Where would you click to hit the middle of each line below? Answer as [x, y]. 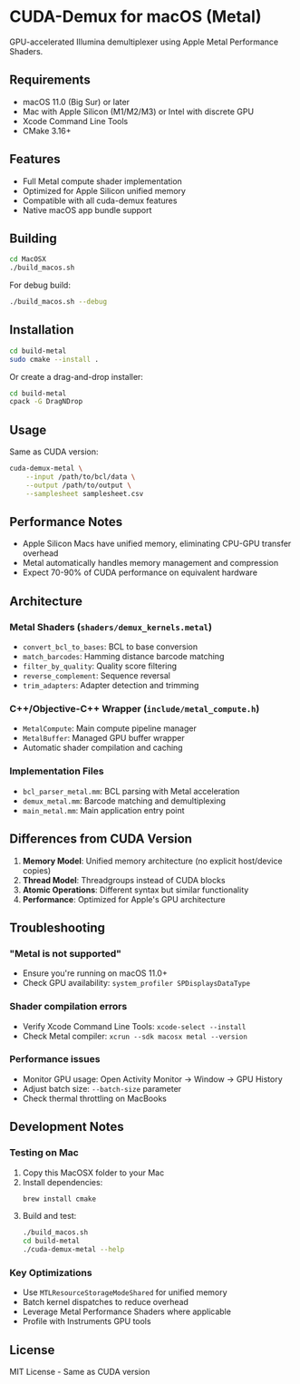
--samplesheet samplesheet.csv [85, 493]
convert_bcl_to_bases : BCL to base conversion [110, 647]
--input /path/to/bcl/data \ [81, 477]
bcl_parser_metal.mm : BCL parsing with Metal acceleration [131, 791]
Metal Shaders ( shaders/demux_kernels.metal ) [111, 627]
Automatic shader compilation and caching [102, 748]
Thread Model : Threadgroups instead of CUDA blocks [124, 880]
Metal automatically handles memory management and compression [150, 563]
